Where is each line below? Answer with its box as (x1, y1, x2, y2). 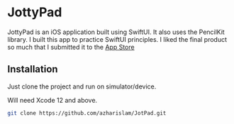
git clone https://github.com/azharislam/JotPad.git (7, 109, 167, 117)
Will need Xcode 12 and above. (7, 96, 98, 104)
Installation (7, 63, 58, 75)
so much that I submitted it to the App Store (7, 43, 135, 51)
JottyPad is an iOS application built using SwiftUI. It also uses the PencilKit (7, 28, 225, 36)
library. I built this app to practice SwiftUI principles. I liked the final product (7, 35, 228, 43)
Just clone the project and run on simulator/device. (7, 82, 157, 91)
